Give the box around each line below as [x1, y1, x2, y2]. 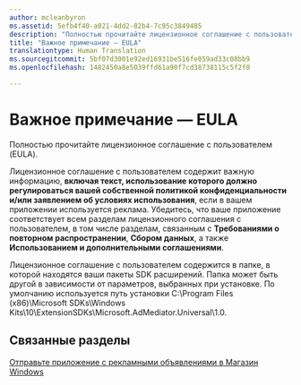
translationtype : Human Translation [9, 47, 146, 56]
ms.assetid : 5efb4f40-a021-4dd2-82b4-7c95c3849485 [9, 21, 202, 30]
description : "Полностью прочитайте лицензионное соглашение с [9, 30, 251, 38]
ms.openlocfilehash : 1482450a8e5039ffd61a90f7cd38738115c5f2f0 [9, 64, 251, 73]
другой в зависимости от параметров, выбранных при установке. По [9, 278, 275, 289]
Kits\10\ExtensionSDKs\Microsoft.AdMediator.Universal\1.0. [9, 306, 228, 318]
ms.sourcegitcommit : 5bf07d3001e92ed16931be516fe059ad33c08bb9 [9, 55, 251, 64]
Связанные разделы [9, 333, 131, 348]
